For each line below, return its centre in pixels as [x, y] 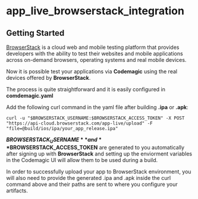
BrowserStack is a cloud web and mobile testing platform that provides [93, 47]
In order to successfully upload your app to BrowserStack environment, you [99, 172]
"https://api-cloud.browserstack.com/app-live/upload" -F [79, 123]
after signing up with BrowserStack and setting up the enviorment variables [99, 154]
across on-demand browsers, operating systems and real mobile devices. [96, 60]
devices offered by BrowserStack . [48, 78]
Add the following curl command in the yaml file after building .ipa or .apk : [97, 107]
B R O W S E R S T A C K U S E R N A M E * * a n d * [54, 140]
